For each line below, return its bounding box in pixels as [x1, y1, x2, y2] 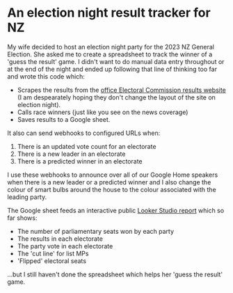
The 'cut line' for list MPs [17, 249, 89, 258]
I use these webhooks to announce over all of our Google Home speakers [7, 171, 218, 179]
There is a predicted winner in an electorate [17, 157, 143, 165]
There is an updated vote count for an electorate [17, 142, 156, 150]
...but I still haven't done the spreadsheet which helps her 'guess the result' [7, 270, 223, 278]
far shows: [7, 214, 38, 222]
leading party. [7, 193, 47, 201]
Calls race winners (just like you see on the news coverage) [17, 108, 188, 116]
